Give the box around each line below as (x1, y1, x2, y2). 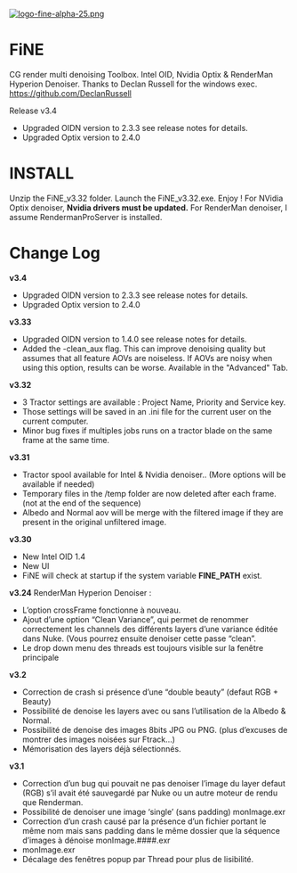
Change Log (9, 243, 100, 263)
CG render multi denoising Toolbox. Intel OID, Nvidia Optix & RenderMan (9, 69, 274, 79)
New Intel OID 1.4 (21, 551, 86, 562)
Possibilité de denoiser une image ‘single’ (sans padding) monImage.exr (21, 806, 286, 817)
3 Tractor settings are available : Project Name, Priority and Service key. (21, 397, 286, 408)
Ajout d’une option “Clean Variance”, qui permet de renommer (21, 614, 249, 624)
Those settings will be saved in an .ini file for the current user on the (21, 406, 272, 416)
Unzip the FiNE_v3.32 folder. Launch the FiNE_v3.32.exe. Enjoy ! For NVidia (9, 193, 284, 203)
